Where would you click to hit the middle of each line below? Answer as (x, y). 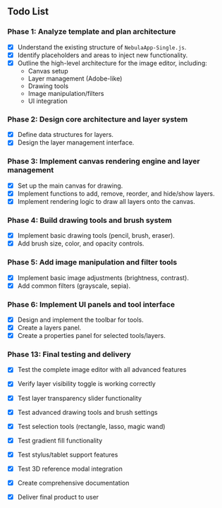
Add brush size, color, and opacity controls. (81, 243)
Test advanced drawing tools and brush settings (87, 412)
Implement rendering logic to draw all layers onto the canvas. (106, 201)
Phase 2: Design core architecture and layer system (98, 119)
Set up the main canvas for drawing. (70, 186)
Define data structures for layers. (66, 135)
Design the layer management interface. (76, 143)
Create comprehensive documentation (73, 483)
